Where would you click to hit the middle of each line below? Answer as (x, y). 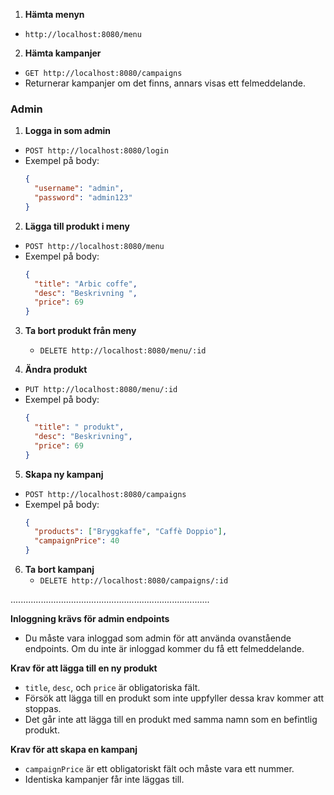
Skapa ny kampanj (64, 474)
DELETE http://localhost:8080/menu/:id (123, 351)
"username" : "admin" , (79, 189)
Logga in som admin (68, 131)
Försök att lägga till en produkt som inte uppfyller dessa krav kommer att (174, 698)
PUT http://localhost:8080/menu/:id (101, 390)
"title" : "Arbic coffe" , (86, 284)
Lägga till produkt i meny (77, 226)
